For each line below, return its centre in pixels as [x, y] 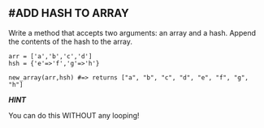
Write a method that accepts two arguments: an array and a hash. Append [132, 32]
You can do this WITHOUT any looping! [74, 115]
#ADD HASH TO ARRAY [69, 13]
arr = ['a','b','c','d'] [50, 56]
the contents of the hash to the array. [70, 41]
